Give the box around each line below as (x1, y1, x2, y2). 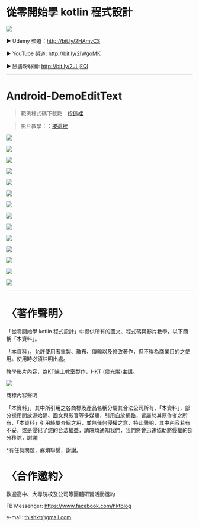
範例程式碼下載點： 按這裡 (20, 109, 84, 116)
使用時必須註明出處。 (16, 355, 69, 362)
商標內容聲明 (6, 392, 37, 399)
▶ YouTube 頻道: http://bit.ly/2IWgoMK (6, 50, 101, 57)
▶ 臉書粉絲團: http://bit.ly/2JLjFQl (6, 62, 89, 70)
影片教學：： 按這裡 (20, 122, 68, 130)
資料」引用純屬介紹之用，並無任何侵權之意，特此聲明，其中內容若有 (24, 419, 191, 426)
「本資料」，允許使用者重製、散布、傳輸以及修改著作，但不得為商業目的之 (6, 348, 185, 355)
